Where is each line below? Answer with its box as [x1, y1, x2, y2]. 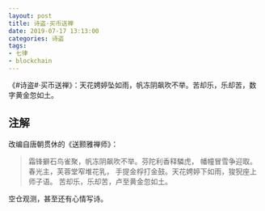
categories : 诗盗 [8, 34, 65, 43]
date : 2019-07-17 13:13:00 [8, 27, 99, 35]
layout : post [8, 11, 53, 20]
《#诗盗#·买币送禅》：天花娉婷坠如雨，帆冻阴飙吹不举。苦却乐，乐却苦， [8, 80, 250, 90]
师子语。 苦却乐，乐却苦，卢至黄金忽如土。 [27, 176, 172, 186]
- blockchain [8, 57, 53, 65]
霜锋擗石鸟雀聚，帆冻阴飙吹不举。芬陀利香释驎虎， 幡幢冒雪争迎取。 [27, 156, 257, 166]
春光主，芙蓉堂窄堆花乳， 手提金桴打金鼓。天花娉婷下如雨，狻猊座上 [27, 167, 257, 176]
